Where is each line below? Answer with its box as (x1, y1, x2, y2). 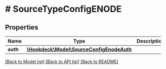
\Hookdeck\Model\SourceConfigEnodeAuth (26, 46, 132, 53)
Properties (5, 23, 39, 32)
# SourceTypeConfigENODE (5, 3, 122, 15)
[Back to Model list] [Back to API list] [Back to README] (5, 59, 119, 65)
